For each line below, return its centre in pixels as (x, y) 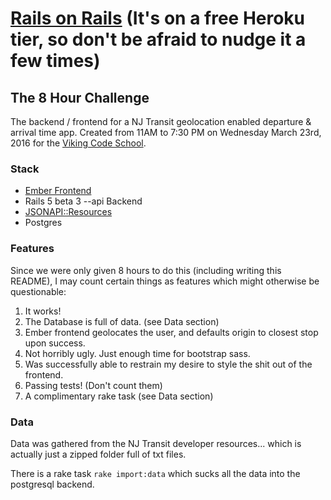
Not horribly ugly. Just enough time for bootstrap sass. (137, 353)
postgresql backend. (52, 484)
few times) (55, 61)
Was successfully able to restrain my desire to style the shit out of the (168, 364)
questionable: (38, 291)
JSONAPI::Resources (68, 212)
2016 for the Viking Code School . (78, 143)
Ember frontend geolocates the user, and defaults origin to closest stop (171, 332)
